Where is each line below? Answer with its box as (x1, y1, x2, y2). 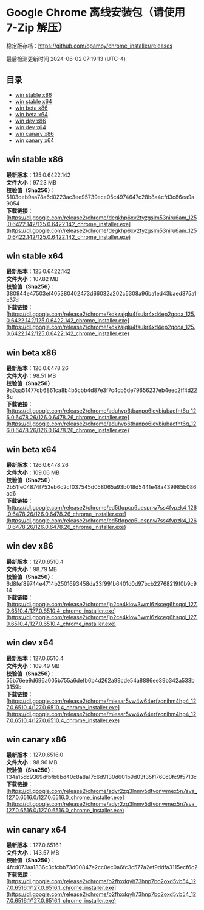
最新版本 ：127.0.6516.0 (6, 751, 64, 759)
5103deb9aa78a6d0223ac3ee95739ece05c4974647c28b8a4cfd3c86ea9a (6, 193, 195, 201)
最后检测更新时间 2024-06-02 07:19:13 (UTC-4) (6, 55, 126, 62)
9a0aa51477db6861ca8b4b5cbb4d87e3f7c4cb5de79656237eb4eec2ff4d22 (6, 386, 197, 394)
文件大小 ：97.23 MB (6, 179, 56, 186)
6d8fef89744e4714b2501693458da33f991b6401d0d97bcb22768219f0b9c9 (6, 580, 197, 587)
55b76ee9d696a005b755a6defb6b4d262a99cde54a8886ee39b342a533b (6, 677, 195, 684)
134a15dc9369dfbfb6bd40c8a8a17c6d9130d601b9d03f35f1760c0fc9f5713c (6, 773, 197, 781)
